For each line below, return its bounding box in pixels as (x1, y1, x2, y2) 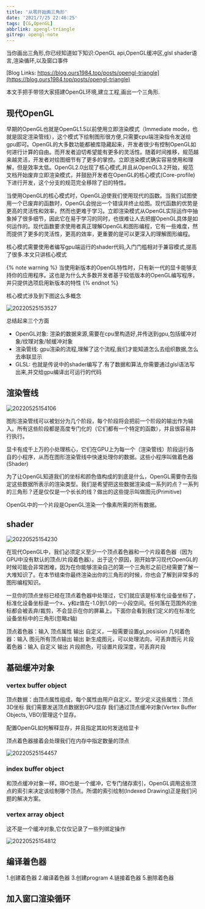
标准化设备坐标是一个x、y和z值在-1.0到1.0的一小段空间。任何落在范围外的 (6, 599, 192, 607)
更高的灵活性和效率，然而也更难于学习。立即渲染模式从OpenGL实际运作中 (6, 207, 193, 214)
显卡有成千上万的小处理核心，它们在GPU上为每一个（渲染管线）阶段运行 (6, 445, 189, 453)
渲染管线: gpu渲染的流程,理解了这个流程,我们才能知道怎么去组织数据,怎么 (15, 345, 199, 353)
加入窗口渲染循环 (6, 894, 71, 904)
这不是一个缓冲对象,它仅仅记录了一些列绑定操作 (6, 825, 126, 832)
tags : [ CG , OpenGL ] (6, 20, 53, 26)
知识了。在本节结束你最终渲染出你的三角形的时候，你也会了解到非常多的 (16, 570, 199, 578)
